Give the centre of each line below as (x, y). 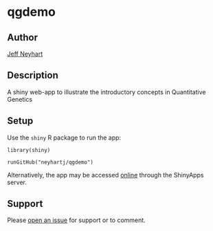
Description (33, 75)
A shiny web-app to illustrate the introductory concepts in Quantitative (106, 92)
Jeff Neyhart (25, 54)
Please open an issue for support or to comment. (76, 220)
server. (17, 182)
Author (22, 37)
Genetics (20, 99)
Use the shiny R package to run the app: (64, 137)
